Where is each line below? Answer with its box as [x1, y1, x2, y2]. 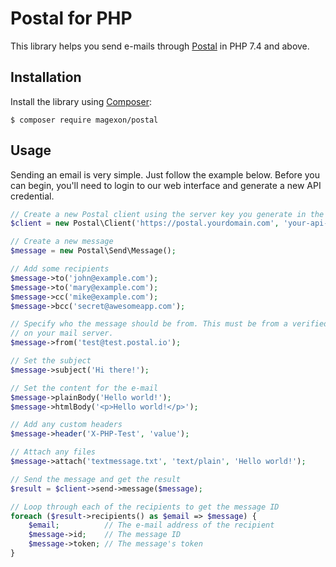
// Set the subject [10, 356, 92, 366]
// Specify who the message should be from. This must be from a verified [10, 319, 329, 329]
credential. [10, 190, 55, 202]
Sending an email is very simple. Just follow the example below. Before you [10, 168, 321, 181]
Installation [10, 69, 82, 86]
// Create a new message [10, 237, 114, 247]
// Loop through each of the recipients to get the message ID [10, 502, 280, 512]
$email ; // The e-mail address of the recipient [28, 520, 275, 531]
